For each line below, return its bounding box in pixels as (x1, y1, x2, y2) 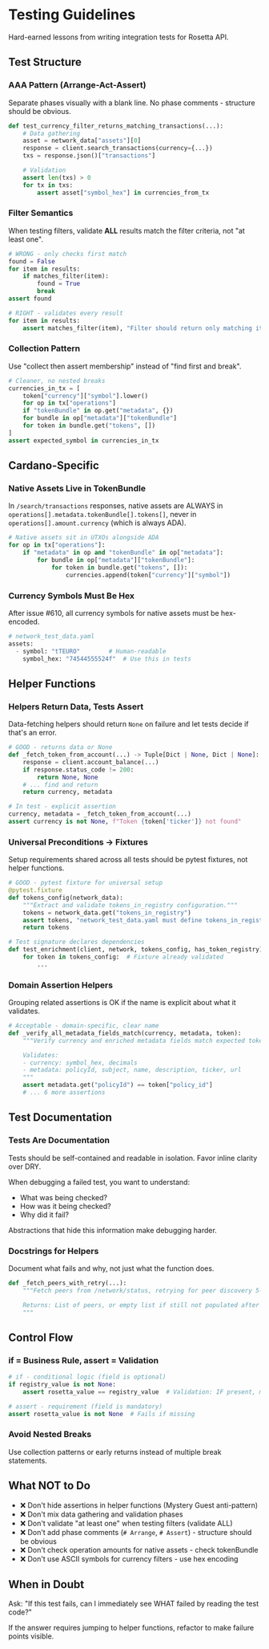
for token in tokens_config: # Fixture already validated (22, 953, 224, 961)
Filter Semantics (8, 207, 74, 218)
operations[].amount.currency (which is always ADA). (8, 518, 187, 527)
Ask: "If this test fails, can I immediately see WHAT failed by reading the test (8, 1599, 259, 1609)
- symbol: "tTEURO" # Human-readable (15, 647, 167, 655)
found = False (8, 257, 56, 266)
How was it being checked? (19, 1201, 111, 1211)
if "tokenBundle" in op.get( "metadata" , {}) (22, 407, 174, 415)
